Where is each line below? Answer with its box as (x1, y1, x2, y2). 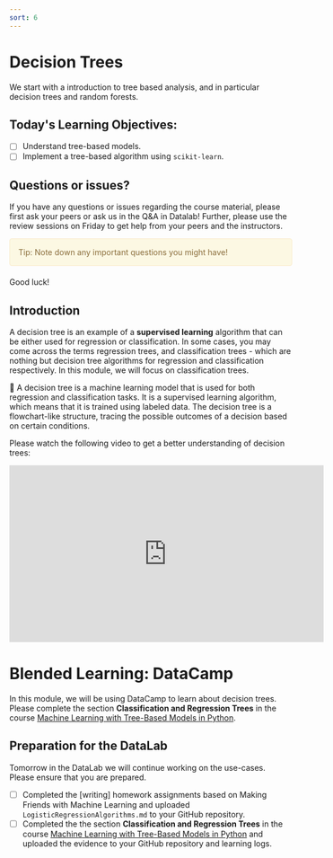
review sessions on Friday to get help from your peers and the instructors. (9, 221, 283, 232)
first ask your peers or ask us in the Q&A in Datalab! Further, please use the (9, 211, 287, 222)
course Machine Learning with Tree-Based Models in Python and (22, 828, 263, 839)
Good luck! (9, 277, 50, 287)
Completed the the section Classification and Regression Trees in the (22, 818, 284, 829)
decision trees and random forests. (9, 91, 139, 102)
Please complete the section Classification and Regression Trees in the (9, 703, 276, 714)
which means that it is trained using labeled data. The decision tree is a (9, 402, 272, 412)
